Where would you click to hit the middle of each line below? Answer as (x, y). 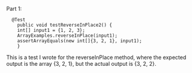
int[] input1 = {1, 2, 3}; (51, 30)
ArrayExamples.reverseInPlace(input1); (68, 36)
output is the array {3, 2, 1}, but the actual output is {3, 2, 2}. (81, 64)
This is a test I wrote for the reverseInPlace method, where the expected (96, 57)
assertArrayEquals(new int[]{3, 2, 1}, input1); (80, 41)
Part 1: (14, 9)
